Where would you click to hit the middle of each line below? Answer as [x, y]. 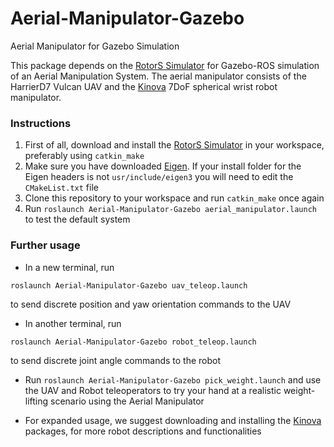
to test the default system [77, 219]
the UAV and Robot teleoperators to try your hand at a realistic [153, 390]
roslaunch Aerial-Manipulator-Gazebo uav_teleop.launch [129, 285]
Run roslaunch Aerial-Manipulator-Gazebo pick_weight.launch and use [173, 379]
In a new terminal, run [69, 267]
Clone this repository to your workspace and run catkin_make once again [174, 198]
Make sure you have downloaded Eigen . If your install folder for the [163, 166]
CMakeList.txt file [61, 188]
